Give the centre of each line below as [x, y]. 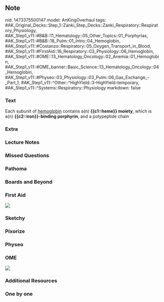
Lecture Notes [22, 142]
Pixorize [15, 231]
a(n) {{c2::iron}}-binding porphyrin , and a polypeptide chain [67, 116]
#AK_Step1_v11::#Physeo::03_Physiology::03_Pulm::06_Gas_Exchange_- [77, 77]
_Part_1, [13, 82]
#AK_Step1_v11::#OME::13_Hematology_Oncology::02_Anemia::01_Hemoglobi [82, 56]
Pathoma [16, 168]
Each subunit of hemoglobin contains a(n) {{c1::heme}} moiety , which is [78, 111]
